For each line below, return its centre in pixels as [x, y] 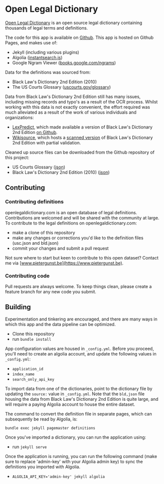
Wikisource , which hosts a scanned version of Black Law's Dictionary [82, 137]
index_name [23, 374]
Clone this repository [33, 334]
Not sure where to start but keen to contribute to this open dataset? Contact [82, 258]
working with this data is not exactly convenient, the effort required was [78, 107]
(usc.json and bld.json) [35, 243]
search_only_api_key [33, 379]
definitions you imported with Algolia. [43, 467]
